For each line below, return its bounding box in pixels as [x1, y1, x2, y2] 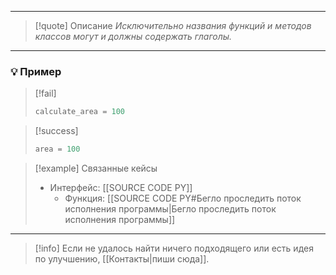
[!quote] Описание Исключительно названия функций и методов [34, 20, 312, 31]
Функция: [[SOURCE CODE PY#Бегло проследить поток [64, 192, 302, 205]
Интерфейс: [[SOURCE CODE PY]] [49, 182, 193, 194]
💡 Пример [10, 64, 62, 78]
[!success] [34, 125, 79, 137]
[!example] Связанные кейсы [34, 162, 158, 175]
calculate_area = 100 [34, 107, 126, 117]
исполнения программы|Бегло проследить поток [64, 203, 277, 215]
